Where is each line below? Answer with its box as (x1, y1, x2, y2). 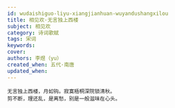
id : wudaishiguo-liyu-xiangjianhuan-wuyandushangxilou (7, 10, 169, 17)
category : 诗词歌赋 (7, 29, 59, 36)
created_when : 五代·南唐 (7, 61, 75, 68)
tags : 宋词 (7, 36, 37, 43)
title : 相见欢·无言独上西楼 (7, 17, 79, 23)
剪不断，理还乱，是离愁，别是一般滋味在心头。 (7, 95, 121, 102)
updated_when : (7, 67, 48, 74)
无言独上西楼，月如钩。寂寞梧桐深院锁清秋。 (7, 87, 116, 95)
